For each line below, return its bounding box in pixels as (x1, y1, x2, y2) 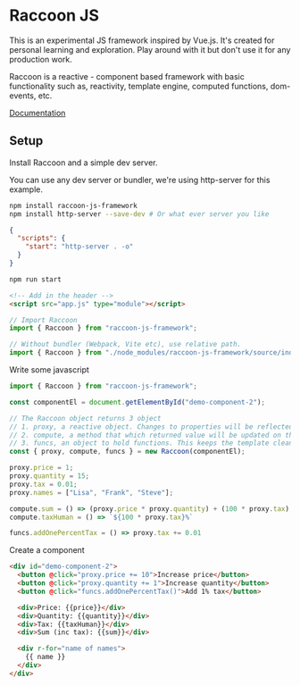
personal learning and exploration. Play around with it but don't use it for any (9, 44, 291, 54)
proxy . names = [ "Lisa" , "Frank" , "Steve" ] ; (9, 488, 174, 497)
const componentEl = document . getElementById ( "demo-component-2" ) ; (9, 397, 266, 406)
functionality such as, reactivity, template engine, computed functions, (9, 80, 269, 91)
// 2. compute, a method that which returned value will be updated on (9, 431, 281, 439)
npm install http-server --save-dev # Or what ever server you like (9, 209, 270, 219)
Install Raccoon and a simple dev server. (9, 157, 158, 168)
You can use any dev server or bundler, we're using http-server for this (9, 174, 271, 185)
